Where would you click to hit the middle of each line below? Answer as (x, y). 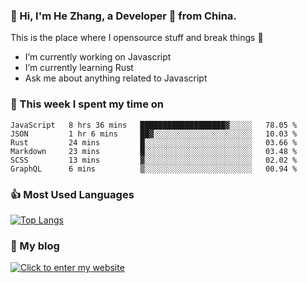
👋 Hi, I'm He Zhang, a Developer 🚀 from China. (123, 16)
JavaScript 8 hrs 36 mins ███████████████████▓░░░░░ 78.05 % (154, 125)
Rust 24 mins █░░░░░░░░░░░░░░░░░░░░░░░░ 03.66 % (154, 142)
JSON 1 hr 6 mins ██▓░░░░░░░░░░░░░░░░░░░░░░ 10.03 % (154, 134)
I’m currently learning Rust (79, 68)
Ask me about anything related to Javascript (116, 78)
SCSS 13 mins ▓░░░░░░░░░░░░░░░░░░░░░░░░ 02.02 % (154, 160)
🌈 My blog (35, 246)
